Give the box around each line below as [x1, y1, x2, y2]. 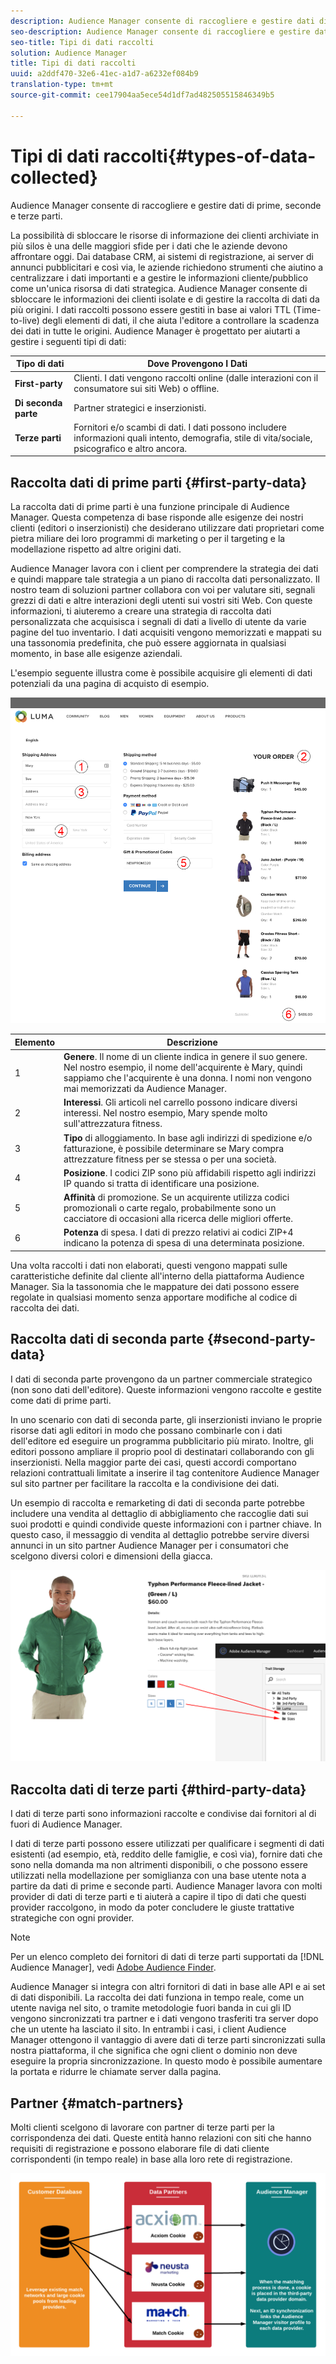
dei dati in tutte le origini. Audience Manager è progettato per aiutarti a [10, 325, 301, 337]
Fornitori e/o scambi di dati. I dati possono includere [73, 421, 287, 433]
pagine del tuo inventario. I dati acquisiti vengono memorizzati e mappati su [10, 626, 322, 639]
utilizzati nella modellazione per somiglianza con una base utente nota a [10, 1870, 307, 1882]
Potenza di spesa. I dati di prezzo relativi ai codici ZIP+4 [63, 1226, 294, 1239]
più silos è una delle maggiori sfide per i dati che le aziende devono [10, 240, 288, 252]
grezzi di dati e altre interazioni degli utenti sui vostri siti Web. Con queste [10, 595, 313, 607]
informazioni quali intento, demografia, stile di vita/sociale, [73, 431, 313, 444]
